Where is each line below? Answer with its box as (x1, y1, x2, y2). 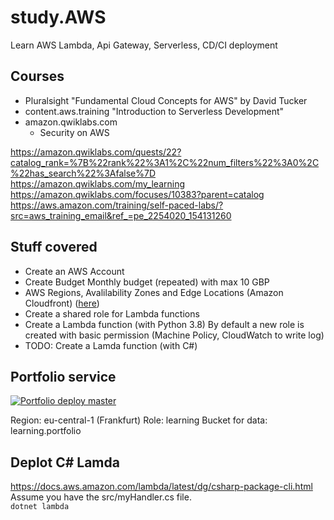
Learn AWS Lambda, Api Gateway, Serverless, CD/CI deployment (10, 39, 278, 51)
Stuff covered (10, 239, 98, 256)
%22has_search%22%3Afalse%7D (10, 167, 157, 179)
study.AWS (10, 6, 107, 29)
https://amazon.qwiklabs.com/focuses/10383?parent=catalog (10, 188, 265, 200)
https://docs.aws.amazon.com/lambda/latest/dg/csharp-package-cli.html (10, 481, 313, 493)
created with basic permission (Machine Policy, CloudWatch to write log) (24, 329, 325, 341)
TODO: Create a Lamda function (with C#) (24, 339, 198, 351)
